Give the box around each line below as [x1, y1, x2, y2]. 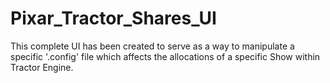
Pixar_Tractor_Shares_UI [10, 7, 217, 30]
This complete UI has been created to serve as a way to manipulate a [10, 40, 295, 52]
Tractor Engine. [10, 61, 74, 73]
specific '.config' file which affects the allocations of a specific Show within [10, 50, 321, 62]
